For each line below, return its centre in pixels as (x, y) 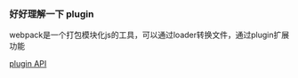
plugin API (28, 64)
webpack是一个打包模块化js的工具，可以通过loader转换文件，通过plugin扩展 (149, 35)
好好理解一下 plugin (52, 13)
